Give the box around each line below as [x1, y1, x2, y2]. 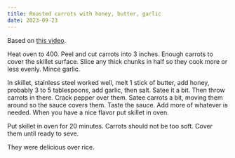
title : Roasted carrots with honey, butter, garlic [7, 10, 161, 18]
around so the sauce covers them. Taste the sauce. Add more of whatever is [7, 100, 228, 109]
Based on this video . [7, 36, 67, 44]
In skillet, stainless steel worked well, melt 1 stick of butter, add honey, [7, 78, 210, 86]
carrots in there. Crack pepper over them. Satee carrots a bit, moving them [7, 93, 223, 102]
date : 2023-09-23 [7, 17, 58, 24]
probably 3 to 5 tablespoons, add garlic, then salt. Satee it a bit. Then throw [7, 86, 226, 94]
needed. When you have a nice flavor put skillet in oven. [7, 108, 170, 117]
